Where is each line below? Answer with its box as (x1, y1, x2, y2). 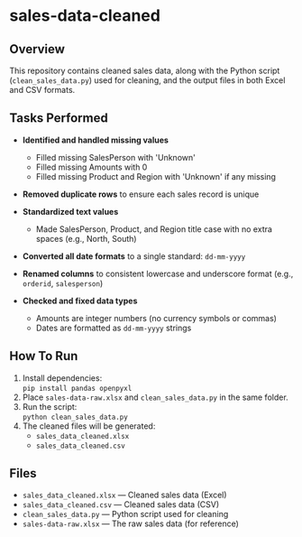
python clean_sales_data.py (22, 412, 128, 421)
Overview (9, 42, 66, 57)
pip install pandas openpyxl (22, 384, 133, 393)
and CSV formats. (9, 85, 76, 95)
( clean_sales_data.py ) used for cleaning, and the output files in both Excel (9, 75, 286, 86)
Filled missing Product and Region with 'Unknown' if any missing (35, 171, 277, 181)
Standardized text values (22, 206, 119, 217)
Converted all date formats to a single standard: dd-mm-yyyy (22, 250, 246, 262)
